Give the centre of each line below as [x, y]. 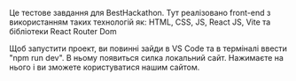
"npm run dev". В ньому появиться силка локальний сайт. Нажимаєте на [146, 58]
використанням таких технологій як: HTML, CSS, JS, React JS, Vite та [140, 22]
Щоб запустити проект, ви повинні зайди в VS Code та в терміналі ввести [148, 48]
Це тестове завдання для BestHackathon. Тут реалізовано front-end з [140, 13]
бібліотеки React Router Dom [63, 31]
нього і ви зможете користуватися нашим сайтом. [105, 67]
